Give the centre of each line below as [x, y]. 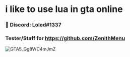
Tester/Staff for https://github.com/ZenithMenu [65, 38]
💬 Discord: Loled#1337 [33, 25]
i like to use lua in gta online [64, 9]
